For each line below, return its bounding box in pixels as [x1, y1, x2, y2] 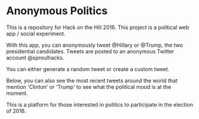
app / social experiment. [6, 30, 66, 37]
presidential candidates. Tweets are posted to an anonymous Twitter [6, 47, 175, 54]
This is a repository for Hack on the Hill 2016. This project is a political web [6, 24, 189, 31]
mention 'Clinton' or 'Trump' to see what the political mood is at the [6, 83, 172, 90]
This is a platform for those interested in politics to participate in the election [6, 101, 194, 108]
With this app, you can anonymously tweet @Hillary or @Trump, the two [6, 41, 184, 49]
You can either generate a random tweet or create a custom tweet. [6, 65, 170, 72]
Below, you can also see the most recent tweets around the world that [6, 77, 178, 84]
